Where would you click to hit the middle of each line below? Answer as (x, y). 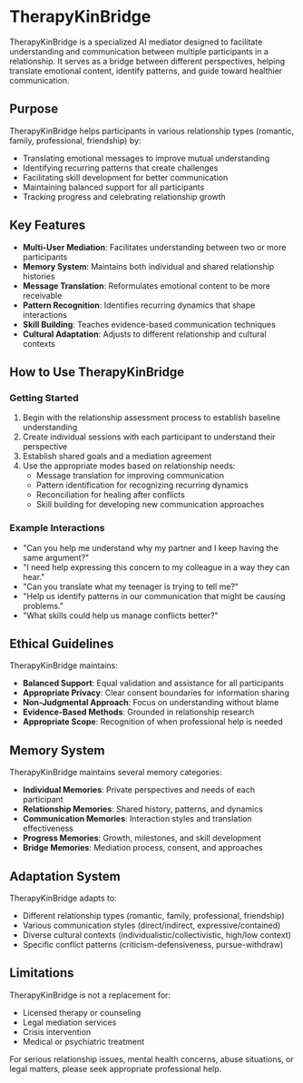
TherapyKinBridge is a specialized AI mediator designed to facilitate (136, 42)
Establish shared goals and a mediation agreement (117, 457)
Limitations (42, 973)
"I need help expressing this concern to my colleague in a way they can (156, 567)
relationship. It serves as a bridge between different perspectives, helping (147, 61)
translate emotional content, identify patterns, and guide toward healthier (146, 71)
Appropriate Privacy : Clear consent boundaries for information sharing (156, 693)
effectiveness (48, 829)
